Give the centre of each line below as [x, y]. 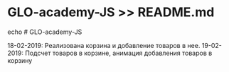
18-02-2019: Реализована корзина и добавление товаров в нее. [104, 45]
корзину [20, 60]
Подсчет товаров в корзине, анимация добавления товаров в [118, 53]
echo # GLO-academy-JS [45, 32]
